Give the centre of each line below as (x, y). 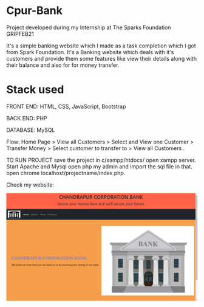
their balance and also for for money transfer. (63, 65)
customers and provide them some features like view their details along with (102, 58)
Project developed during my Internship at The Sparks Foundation (89, 27)
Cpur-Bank (34, 11)
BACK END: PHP (27, 118)
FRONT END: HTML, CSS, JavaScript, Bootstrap (66, 106)
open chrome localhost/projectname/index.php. (66, 173)
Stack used (35, 90)
